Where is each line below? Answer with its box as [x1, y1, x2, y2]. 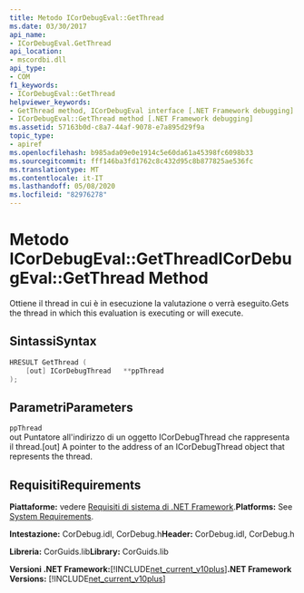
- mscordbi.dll [9, 55, 67, 64]
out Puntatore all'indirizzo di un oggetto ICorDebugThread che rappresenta [9, 432, 290, 442]
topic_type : [9, 131, 54, 141]
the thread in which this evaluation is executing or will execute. [9, 307, 244, 318]
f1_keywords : [9, 81, 59, 90]
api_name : [9, 30, 47, 39]
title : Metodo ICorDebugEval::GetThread [9, 13, 165, 23]
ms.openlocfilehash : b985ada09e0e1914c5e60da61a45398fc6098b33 [9, 148, 254, 157]
